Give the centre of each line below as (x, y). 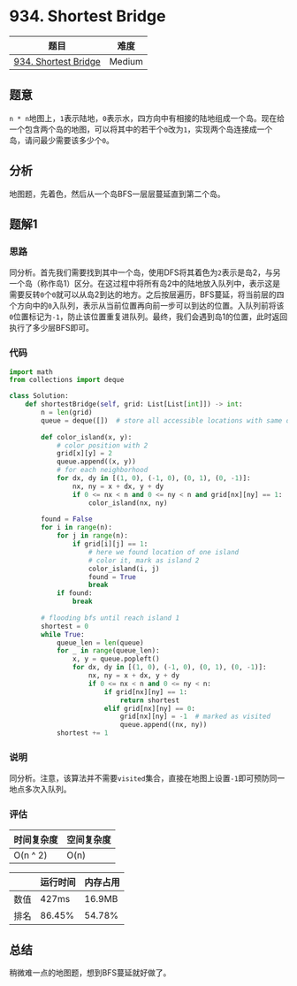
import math (31, 372)
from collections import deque (67, 380)
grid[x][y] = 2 (84, 454)
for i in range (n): (77, 528)
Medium (126, 61)
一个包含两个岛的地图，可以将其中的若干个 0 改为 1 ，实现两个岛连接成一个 (141, 129)
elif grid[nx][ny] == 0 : (150, 708)
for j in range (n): (92, 536)
